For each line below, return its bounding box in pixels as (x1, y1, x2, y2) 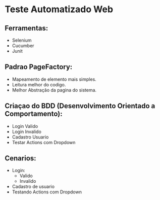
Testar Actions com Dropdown (12, 139, 76, 145)
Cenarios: (5, 154, 36, 163)
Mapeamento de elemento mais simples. (12, 76, 96, 82)
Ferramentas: (5, 24, 48, 32)
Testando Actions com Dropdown (12, 189, 82, 195)
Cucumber (12, 43, 34, 49)
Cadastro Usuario (12, 134, 49, 140)
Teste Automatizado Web (5, 4, 114, 15)
